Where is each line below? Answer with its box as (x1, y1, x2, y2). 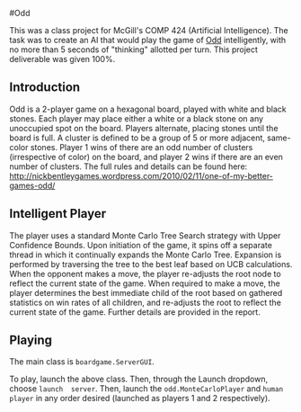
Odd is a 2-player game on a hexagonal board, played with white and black (9, 103, 288, 114)
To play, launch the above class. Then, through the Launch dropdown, (9, 373, 268, 385)
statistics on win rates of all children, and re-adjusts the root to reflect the (9, 297, 281, 308)
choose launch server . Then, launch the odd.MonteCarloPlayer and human (9, 383, 284, 394)
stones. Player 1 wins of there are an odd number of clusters (30, 141, 253, 152)
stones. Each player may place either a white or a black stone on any (9, 112, 263, 124)
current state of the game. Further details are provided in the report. (9, 306, 261, 318)
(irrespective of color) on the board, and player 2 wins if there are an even (9, 151, 283, 162)
